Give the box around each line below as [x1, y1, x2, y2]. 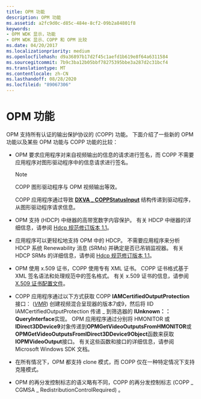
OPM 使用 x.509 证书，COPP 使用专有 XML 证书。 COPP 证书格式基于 [14, 264, 189, 272]
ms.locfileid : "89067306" [6, 82, 71, 88]
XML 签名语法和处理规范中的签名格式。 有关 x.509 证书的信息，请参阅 [14, 272, 189, 279]
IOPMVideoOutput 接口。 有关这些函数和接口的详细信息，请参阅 [14, 337, 175, 345]
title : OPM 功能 [6, 8, 45, 15]
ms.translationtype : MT [6, 65, 66, 71]
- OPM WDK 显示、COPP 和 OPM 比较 [6, 37, 87, 43]
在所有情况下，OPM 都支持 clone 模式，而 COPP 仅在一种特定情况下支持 [14, 358, 195, 365]
